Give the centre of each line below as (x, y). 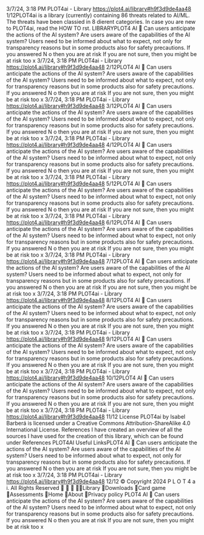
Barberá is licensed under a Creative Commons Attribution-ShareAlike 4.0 (98, 423)
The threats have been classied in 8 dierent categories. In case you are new (101, 22)
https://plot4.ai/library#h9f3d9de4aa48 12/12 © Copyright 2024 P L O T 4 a (101, 481)
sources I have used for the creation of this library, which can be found (95, 436)
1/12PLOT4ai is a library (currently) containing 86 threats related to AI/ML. (98, 15)
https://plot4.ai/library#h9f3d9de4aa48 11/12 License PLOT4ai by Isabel (96, 416)
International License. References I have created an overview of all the (94, 430)
